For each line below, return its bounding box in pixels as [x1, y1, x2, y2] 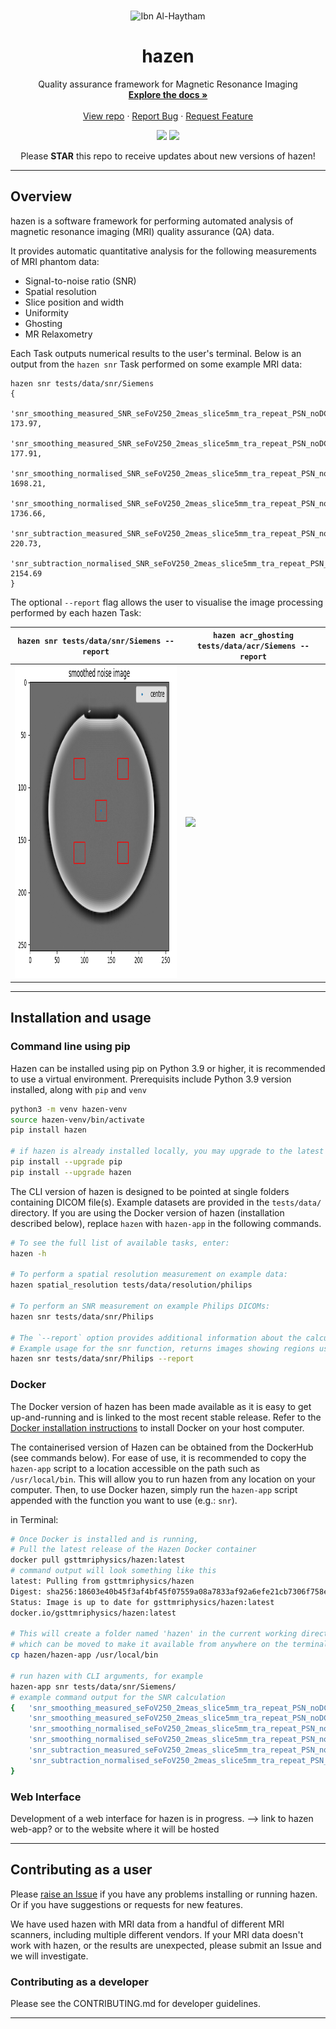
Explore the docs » [128, 88, 208, 100]
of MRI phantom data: [10, 255, 100, 267]
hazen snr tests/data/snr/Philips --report [10, 1354, 195, 1364]
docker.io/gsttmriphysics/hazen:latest [10, 1608, 177, 1618]
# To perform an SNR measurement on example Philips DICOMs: [10, 1301, 271, 1312]
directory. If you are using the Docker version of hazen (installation [10, 1206, 285, 1219]
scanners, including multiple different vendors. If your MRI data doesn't [10, 1928, 304, 1940]
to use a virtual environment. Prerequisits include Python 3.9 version [10, 1073, 292, 1085]
